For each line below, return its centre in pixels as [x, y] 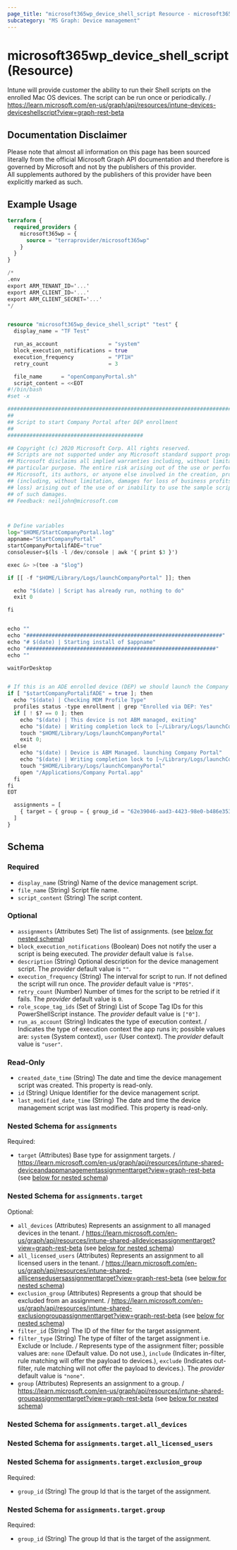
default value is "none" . [51, 1376]
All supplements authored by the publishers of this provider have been [109, 175]
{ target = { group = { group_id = [72, 812]
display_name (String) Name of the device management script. [108, 883]
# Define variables [36, 526]
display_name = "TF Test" [52, 331]
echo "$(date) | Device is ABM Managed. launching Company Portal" [121, 753]
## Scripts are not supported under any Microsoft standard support [110, 455]
